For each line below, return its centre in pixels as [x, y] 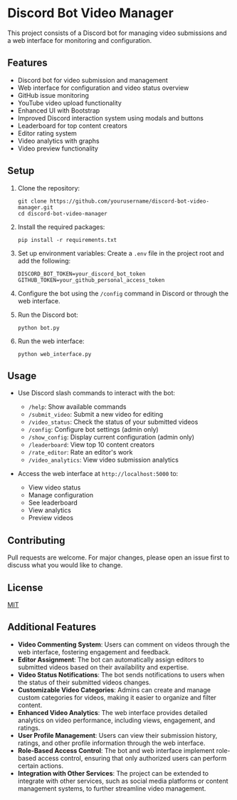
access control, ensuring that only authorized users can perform [132, 758]
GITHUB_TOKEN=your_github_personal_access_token [91, 280]
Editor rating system [47, 133]
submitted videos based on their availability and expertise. [103, 667]
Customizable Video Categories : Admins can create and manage [114, 689]
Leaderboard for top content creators [73, 126]
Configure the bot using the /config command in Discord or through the [123, 293]
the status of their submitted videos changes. [84, 682]
